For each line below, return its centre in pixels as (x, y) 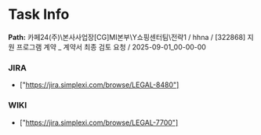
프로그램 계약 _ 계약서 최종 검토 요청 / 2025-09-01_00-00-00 (111, 47)
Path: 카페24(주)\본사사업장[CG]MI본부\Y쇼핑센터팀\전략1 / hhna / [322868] (127, 37)
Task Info (39, 15)
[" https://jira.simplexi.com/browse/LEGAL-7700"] (99, 122)
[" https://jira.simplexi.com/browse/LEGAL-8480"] (99, 85)
